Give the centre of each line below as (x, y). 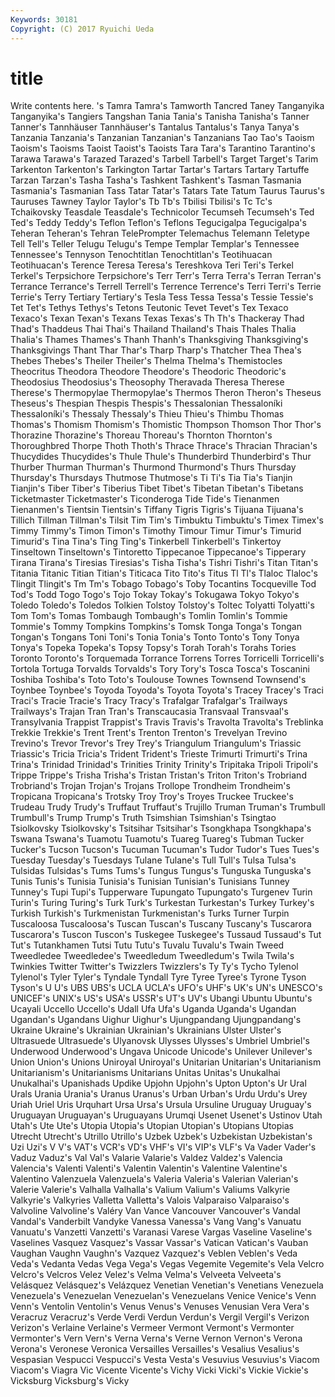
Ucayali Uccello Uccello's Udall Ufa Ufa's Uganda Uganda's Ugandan (153, 1009)
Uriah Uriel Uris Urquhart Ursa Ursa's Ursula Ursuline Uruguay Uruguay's (161, 1105)
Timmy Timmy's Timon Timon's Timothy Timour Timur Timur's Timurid (156, 531)
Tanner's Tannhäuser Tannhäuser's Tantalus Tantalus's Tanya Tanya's (155, 127)
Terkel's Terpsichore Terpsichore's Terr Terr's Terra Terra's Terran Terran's (166, 276)
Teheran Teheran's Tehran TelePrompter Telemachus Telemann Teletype (160, 233)
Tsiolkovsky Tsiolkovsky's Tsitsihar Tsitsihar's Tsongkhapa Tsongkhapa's (161, 828)
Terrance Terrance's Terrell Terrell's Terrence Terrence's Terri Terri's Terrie (166, 287)
